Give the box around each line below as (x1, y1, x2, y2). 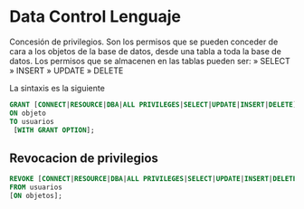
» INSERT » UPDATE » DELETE (9, 65, 124, 76)
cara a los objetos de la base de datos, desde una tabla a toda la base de (9, 45, 282, 56)
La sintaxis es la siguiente (9, 82, 106, 93)
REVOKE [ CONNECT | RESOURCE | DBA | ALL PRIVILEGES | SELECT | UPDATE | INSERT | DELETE (9, 175, 298, 184)
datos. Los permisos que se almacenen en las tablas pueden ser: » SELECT (9, 55, 291, 66)
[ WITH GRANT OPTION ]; (13, 125, 95, 135)
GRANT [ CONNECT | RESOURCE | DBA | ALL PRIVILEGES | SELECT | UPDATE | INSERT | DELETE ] (9, 100, 298, 109)
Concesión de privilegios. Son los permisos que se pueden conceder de (9, 36, 279, 47)
